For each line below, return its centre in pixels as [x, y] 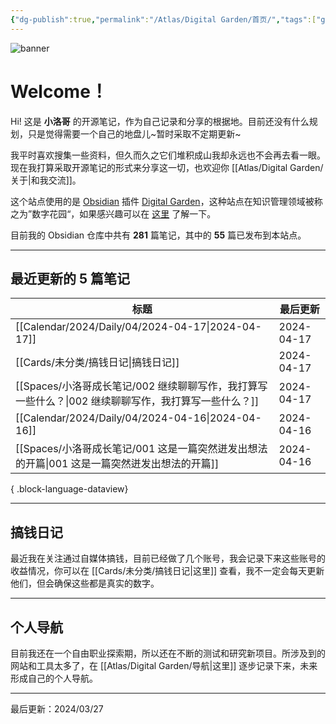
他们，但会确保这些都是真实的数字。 [85, 583]
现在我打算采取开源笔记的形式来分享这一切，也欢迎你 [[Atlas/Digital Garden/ [167, 167]
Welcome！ [59, 91]
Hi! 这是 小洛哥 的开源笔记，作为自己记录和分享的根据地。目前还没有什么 [160, 121]
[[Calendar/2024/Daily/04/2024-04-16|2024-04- [138, 418]
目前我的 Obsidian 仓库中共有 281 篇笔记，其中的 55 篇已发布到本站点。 [158, 235]
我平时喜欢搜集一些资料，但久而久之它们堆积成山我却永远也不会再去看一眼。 [168, 155]
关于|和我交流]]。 [46, 180]
